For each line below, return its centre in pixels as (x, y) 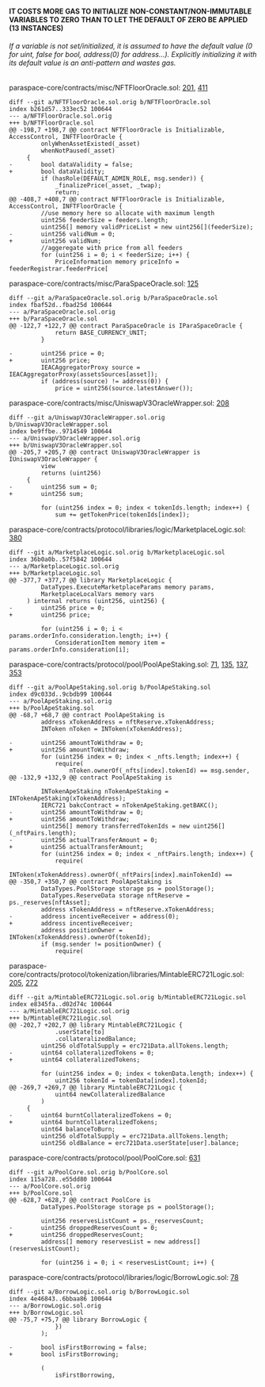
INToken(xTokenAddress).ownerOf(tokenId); (80, 937)
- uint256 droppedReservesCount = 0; (83, 1228)
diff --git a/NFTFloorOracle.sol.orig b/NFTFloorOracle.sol (110, 102)
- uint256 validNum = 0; (62, 234)
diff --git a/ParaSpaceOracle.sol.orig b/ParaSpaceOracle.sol (114, 298)
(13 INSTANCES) (36, 28)
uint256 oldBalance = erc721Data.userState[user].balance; (140, 1143)
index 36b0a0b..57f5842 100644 (61, 559)
